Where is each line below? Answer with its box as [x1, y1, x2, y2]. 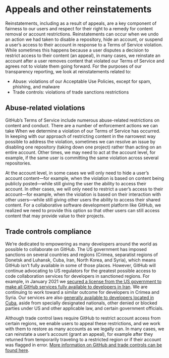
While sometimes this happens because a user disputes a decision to [5, 47, 149, 53]
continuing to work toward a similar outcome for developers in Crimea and [5, 289, 160, 295]
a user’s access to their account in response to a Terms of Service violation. [5, 41, 163, 47]
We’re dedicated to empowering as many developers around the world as [5, 241, 158, 247]
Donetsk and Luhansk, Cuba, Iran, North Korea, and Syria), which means [5, 257, 156, 263]
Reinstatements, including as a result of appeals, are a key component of [5, 20, 157, 26]
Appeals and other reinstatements [5, 4, 152, 15]
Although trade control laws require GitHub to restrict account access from [5, 315, 161, 321]
